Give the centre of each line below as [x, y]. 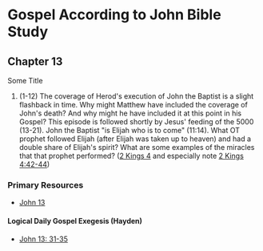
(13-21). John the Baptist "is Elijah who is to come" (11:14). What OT [130, 130]
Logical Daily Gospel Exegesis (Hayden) [75, 221]
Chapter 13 [35, 61]
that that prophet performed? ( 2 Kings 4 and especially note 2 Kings [131, 156]
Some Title [25, 81]
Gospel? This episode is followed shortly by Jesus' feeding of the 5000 [136, 121]
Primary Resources [46, 184]
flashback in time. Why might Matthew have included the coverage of [133, 105]
